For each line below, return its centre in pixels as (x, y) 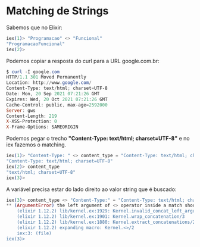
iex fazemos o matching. (36, 145)
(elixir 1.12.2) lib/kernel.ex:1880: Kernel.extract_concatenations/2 (106, 222)
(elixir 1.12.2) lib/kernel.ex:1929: (64, 211)
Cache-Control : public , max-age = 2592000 (57, 105)
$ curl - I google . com (33, 72)
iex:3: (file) (34, 233)
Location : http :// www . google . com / (49, 83)
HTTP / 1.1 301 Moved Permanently (46, 77)
